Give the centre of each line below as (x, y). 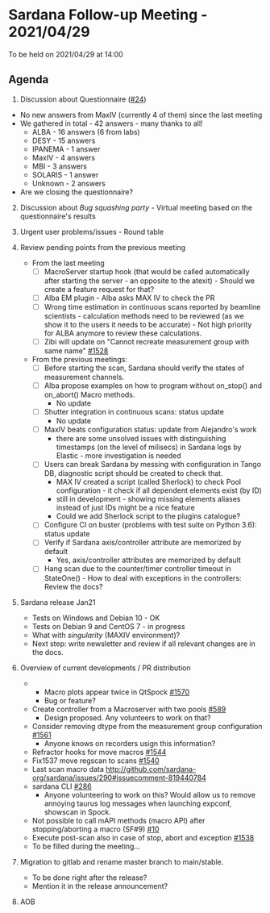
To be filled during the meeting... (86, 846)
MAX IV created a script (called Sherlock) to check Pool (149, 482)
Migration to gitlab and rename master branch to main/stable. (122, 861)
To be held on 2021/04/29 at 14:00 (66, 54)
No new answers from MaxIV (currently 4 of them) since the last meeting (141, 115)
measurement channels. (84, 377)
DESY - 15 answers (64, 140)
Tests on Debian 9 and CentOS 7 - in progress (108, 626)
